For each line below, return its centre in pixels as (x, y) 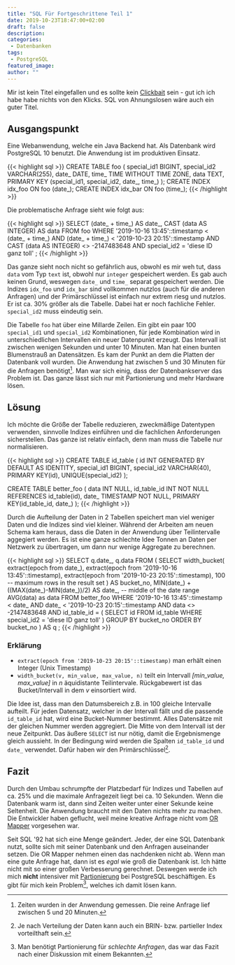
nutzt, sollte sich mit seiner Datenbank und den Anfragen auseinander (108, 846)
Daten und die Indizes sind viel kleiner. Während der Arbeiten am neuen (111, 524)
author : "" (23, 72)
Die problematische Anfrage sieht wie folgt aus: (76, 210)
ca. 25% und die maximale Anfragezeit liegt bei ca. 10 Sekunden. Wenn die (115, 796)
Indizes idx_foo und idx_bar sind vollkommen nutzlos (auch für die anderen (116, 289)
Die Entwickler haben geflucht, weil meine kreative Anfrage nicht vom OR (113, 818)
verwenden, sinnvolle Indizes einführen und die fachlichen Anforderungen (114, 431)
